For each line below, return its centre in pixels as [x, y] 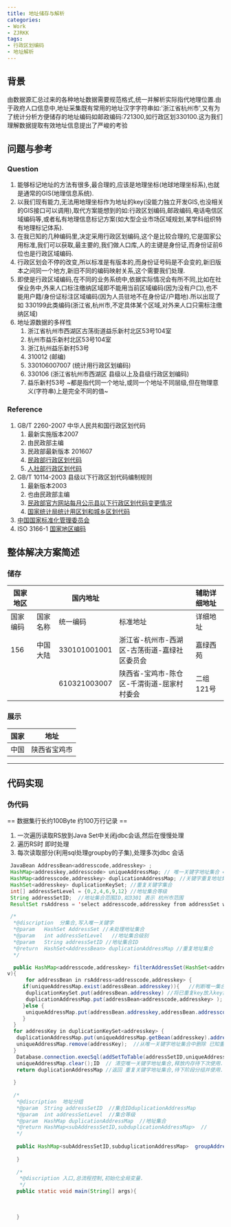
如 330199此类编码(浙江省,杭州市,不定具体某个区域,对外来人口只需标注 [117, 305]
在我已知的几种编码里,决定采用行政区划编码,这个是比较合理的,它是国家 [116, 236]
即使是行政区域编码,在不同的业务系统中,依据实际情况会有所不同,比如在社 [119, 279]
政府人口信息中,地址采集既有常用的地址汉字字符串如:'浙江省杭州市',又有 [113, 108]
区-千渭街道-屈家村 [151, 684]
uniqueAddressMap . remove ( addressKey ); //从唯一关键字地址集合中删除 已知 [118, 1044]
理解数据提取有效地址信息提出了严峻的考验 [67, 125]
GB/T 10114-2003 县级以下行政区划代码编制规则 [85, 477]
